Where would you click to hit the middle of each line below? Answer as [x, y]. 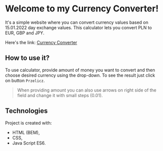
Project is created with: [29, 123]
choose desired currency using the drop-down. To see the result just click [80, 75]
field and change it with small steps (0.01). [60, 95]
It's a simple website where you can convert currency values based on [77, 22]
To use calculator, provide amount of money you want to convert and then [80, 70]
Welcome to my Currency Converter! [82, 9]
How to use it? [27, 58]
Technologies [27, 111]
